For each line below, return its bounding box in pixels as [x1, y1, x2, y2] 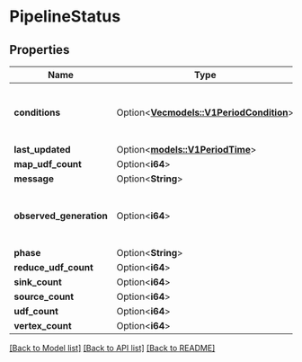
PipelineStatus [9, 6, 121, 27]
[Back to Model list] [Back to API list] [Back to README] [9, 343, 216, 353]
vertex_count [13, 320, 72, 331]
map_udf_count [13, 158, 83, 170]
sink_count [13, 276, 63, 288]
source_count [13, 290, 75, 303]
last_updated [13, 144, 71, 155]
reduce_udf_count [13, 261, 94, 273]
